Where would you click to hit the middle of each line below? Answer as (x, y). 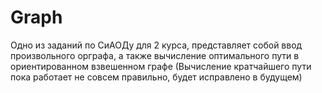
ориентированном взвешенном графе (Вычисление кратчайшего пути (161, 66)
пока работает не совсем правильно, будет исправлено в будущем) (156, 77)
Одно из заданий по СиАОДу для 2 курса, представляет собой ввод (156, 45)
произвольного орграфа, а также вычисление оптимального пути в (155, 55)
